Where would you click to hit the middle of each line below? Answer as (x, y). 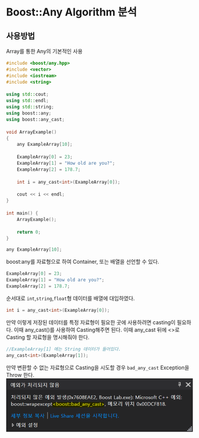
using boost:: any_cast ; (36, 119)
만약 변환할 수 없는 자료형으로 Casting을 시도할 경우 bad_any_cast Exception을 (98, 367)
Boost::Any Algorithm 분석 (72, 12)
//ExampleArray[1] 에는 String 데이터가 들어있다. (64, 349)
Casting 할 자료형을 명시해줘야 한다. (48, 337)
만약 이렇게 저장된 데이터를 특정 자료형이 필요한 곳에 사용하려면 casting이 (91, 322)
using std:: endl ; (28, 101)
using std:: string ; (30, 107)
